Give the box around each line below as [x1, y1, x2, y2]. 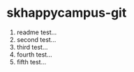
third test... [16, 43, 48, 51]
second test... [16, 35, 57, 43]
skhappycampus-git [6, 5, 127, 21]
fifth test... [16, 57, 47, 66]
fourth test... [16, 50, 53, 59]
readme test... [16, 28, 57, 36]
